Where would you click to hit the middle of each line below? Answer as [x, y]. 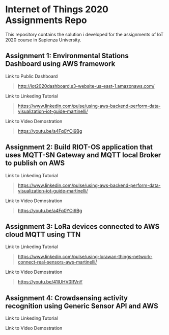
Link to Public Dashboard [32, 76]
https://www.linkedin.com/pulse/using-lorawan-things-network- [85, 257]
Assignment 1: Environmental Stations [67, 56]
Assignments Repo [46, 20]
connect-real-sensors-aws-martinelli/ [57, 262]
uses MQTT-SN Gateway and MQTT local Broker [83, 155]
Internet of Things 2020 [57, 9]
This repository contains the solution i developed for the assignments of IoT [84, 34]
